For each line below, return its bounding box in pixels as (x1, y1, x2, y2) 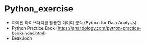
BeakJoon (11, 35, 32, 41)
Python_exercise (4, 3, 74, 14)
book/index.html (11, 30, 45, 36)
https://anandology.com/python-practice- (57, 25, 141, 31)
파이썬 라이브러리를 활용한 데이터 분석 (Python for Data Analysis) (11, 20, 137, 25)
